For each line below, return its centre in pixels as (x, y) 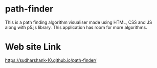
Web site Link (33, 47)
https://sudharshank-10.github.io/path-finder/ (51, 60)
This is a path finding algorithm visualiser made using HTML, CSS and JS (79, 22)
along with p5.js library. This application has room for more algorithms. (76, 27)
